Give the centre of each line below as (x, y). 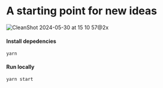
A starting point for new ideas (82, 11)
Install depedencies (31, 41)
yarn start (20, 79)
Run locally (20, 67)
